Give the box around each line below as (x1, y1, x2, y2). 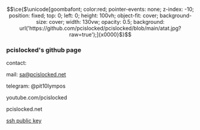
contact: (6, 60, 27, 67)
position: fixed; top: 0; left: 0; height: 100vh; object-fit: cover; (8, 12, 159, 19)
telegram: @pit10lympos (6, 82, 66, 89)
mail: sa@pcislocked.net (6, 71, 66, 78)
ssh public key (6, 117, 42, 125)
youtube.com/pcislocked (6, 94, 67, 101)
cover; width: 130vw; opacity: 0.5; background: (48, 18, 165, 25)
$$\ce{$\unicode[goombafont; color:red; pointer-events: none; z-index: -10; (7, 6, 194, 13)
